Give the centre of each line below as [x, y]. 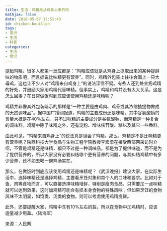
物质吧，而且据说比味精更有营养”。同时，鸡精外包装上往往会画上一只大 [87, 77]
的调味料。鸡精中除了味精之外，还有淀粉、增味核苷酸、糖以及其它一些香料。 [83, 125]
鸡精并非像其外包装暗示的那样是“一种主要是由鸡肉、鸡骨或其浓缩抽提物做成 [83, 107]
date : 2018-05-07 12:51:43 [33, 19]
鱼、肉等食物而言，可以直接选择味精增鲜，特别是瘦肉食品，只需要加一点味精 [83, 184]
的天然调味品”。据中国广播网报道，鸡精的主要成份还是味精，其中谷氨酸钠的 [83, 113]
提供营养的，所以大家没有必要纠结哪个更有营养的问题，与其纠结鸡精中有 [83, 155]
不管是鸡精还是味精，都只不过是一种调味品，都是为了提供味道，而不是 [85, 148]
